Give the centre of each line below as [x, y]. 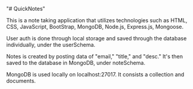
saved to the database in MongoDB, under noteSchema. [76, 63]
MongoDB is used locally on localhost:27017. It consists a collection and [95, 74]
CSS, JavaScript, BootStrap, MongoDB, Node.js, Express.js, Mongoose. [95, 27]
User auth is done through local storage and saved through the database [96, 38]
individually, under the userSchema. [51, 45]
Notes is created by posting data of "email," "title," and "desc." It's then [95, 56]
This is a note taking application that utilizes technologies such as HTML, [97, 20]
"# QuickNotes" [26, 9]
